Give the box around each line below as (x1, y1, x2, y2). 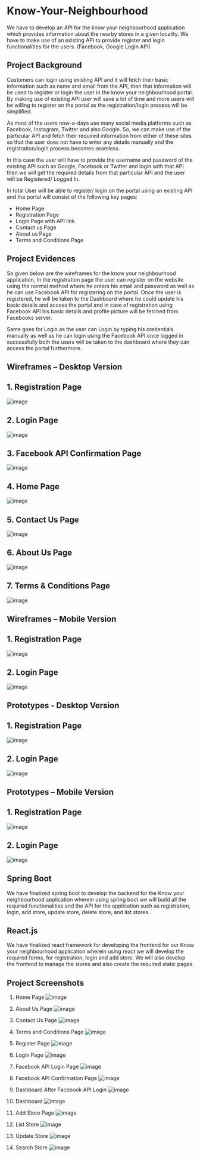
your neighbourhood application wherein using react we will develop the (7, 948, 184, 955)
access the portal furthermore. (7, 344, 82, 351)
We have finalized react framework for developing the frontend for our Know (7, 942, 195, 949)
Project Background (7, 60, 82, 70)
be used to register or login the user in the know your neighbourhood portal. (7, 88, 193, 96)
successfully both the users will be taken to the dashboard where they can (7, 338, 190, 345)
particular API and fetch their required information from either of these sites (7, 132, 192, 139)
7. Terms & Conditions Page (7, 581, 111, 591)
